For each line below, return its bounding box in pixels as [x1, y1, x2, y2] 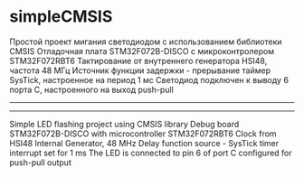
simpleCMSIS [9, 6, 113, 27]
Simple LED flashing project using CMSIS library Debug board [9, 118, 240, 129]
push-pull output [9, 156, 72, 168]
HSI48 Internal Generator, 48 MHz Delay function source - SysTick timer [9, 137, 280, 148]
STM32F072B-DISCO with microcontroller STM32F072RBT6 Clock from [9, 128, 278, 139]
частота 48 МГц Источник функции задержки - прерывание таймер [9, 65, 271, 76]
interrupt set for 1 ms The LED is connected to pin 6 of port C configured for [9, 147, 292, 158]
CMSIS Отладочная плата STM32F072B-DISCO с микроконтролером [9, 45, 274, 56]
